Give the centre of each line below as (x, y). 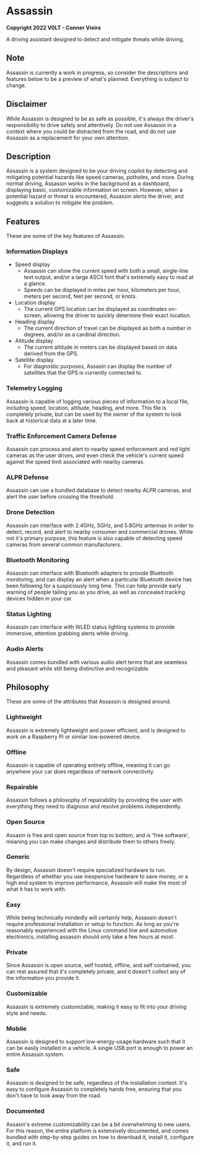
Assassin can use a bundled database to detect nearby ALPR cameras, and (99, 490)
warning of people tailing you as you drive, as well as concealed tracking (96, 592)
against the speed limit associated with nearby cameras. (76, 462)
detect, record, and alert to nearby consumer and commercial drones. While (100, 532)
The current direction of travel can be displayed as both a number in (107, 328)
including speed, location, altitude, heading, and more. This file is (86, 408)
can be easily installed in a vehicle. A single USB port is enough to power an (99, 1048)
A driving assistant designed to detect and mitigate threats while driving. (95, 39)
